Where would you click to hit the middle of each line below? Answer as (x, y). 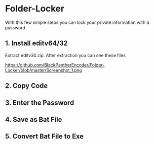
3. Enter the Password (39, 103)
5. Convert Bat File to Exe (44, 136)
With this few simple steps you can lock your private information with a (77, 22)
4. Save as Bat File (34, 119)
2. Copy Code (26, 86)
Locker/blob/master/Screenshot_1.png (44, 70)
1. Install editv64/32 (37, 43)
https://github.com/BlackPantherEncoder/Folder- (55, 65)
